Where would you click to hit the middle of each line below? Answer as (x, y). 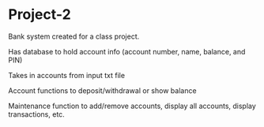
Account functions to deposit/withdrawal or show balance (102, 90)
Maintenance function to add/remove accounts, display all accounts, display (132, 106)
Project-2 (40, 15)
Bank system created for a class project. (74, 36)
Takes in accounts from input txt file (66, 75)
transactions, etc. (36, 114)
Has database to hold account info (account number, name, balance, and (127, 51)
